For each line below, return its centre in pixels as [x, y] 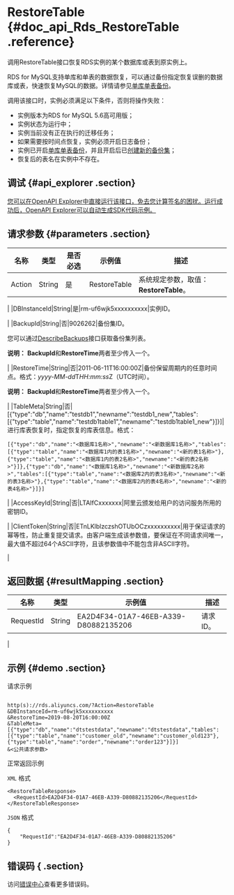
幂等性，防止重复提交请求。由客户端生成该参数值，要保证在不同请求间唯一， [117, 535]
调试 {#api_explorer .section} [71, 183]
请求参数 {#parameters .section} [79, 234]
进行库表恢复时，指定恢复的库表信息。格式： [71, 429]
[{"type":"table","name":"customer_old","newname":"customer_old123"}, [113, 736]
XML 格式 [19, 778]
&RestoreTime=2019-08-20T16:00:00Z [59, 718]
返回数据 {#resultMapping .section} [86, 581]
